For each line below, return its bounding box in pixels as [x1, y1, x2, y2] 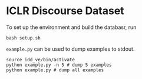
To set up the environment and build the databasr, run [6, 24, 137, 31]
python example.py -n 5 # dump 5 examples [6, 62, 112, 68]
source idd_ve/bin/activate [6, 57, 75, 62]
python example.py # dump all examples [6, 67, 104, 73]
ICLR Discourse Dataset [6, 4, 125, 18]
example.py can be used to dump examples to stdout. [6, 45, 135, 52]
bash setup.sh [6, 35, 41, 41]
